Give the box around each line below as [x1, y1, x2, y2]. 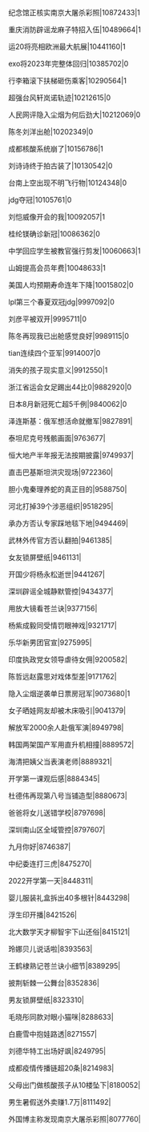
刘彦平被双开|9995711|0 [8, 314, 87, 324]
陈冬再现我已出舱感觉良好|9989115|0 [8, 332, 130, 340]
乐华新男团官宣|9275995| [8, 638, 92, 647]
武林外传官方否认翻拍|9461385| [8, 536, 113, 545]
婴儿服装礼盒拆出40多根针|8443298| [8, 893, 131, 902]
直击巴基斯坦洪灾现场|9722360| [8, 468, 114, 477]
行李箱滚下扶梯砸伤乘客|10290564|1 [8, 76, 127, 85]
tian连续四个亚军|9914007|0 [8, 348, 101, 357]
